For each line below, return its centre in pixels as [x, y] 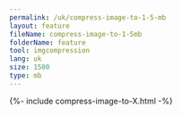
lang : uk [26, 59]
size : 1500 [30, 68]
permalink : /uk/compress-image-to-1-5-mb [88, 17]
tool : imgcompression [50, 51]
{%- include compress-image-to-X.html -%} [91, 101]
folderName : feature [48, 42]
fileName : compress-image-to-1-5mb [76, 34]
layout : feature [39, 26]
